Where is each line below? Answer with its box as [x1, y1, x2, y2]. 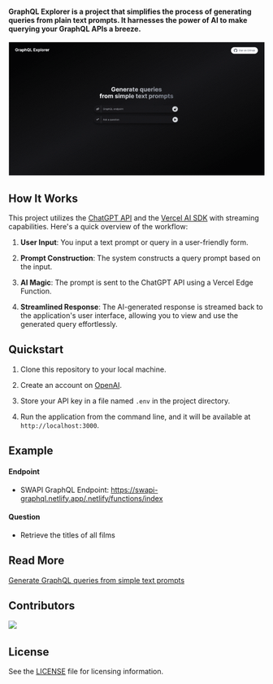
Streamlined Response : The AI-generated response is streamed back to [19, 302, 263, 312]
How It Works [8, 191, 79, 205]
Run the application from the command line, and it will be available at [19, 412, 251, 421]
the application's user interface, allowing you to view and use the [19, 311, 238, 320]
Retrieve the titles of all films [19, 529, 115, 540]
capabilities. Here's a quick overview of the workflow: [8, 222, 188, 232]
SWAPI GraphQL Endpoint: [19, 485, 110, 494]
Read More [8, 554, 65, 568]
